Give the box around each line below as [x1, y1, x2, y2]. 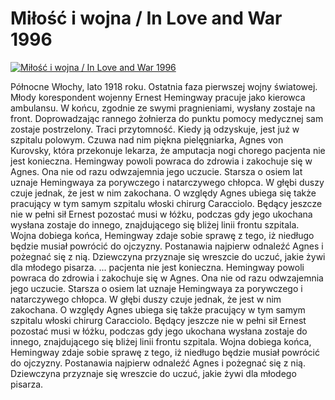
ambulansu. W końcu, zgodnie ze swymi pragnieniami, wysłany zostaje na [10, 102, 316, 114]
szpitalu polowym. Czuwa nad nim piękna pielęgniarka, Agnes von [10, 133, 284, 146]
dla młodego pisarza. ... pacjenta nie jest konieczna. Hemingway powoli [10, 261, 305, 273]
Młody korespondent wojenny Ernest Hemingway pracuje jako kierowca [10, 91, 306, 103]
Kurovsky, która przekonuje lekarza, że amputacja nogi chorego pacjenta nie [10, 144, 326, 156]
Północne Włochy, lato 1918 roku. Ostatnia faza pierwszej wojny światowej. [10, 80, 318, 92]
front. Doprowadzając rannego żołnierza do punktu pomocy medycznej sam [10, 112, 324, 124]
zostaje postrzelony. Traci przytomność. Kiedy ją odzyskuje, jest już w [10, 123, 300, 135]
